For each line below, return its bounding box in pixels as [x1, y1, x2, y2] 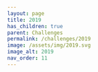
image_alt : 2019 [7, 49, 54, 56]
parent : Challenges [7, 29, 63, 36]
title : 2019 [7, 16, 41, 23]
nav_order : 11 [7, 55, 48, 62]
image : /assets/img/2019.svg [7, 42, 91, 49]
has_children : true [7, 23, 63, 29]
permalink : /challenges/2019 [7, 36, 91, 43]
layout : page [7, 10, 45, 17]
